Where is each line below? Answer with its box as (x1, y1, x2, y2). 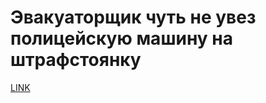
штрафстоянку (10, 49, 142, 71)
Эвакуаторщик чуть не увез (10, 6, 257, 29)
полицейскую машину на (10, 27, 233, 50)
